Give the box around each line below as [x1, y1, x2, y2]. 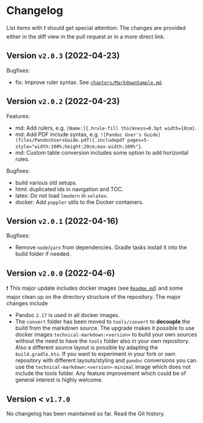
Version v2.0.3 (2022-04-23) [6, 51, 120, 61]
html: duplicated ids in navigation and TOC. [15, 185, 124, 192]
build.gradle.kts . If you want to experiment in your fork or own [15, 351, 176, 358]
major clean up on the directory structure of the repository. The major [6, 293, 181, 301]
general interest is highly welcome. [15, 376, 103, 383]
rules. [15, 155, 30, 163]
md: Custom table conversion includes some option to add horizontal [15, 149, 189, 156]
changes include [6, 299, 48, 307]
